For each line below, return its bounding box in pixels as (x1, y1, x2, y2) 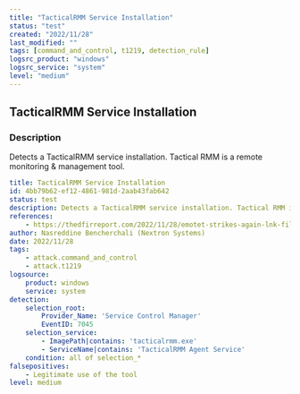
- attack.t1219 (25, 261, 82, 271)
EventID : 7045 (41, 320, 94, 330)
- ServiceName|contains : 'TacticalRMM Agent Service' (41, 345, 246, 354)
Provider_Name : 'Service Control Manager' (41, 312, 202, 321)
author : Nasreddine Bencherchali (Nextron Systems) (9, 228, 205, 237)
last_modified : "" (9, 38, 78, 47)
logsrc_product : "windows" (9, 55, 110, 64)
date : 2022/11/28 (9, 236, 74, 246)
